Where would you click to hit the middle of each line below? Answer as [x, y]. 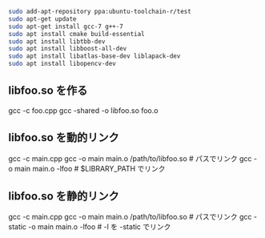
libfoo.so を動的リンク [64, 137]
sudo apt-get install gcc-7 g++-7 [66, 26]
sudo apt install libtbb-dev [57, 41]
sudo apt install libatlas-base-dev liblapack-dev [94, 56]
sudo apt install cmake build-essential [77, 34]
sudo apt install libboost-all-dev [68, 49]
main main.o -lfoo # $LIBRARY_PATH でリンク [90, 168]
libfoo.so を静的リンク [64, 196]
